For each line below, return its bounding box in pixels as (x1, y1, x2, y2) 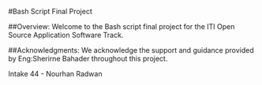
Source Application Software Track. (8, 31, 124, 39)
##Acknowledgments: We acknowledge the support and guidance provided (8, 46, 254, 54)
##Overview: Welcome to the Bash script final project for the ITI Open (8, 22, 235, 31)
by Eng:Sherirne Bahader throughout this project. (8, 54, 168, 63)
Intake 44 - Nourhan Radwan (8, 69, 103, 78)
